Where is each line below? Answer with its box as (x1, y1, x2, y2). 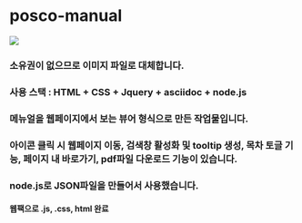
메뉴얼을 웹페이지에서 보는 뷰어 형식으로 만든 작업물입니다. (9, 112, 249, 125)
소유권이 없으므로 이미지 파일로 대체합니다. (9, 59, 185, 72)
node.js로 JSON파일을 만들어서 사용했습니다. (9, 179, 199, 191)
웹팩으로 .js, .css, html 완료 (9, 203, 109, 214)
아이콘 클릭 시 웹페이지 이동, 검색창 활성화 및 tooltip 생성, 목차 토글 (9, 139, 284, 151)
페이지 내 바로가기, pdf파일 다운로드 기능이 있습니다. (22, 152, 238, 165)
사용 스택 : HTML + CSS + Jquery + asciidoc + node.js (9, 85, 247, 98)
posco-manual (9, 5, 123, 26)
